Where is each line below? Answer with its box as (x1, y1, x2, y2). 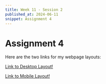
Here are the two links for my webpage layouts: (5, 54, 101, 60)
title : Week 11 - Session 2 (5, 7, 63, 12)
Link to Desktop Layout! (5, 64, 53, 70)
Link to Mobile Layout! (5, 73, 50, 79)
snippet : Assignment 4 (5, 16, 52, 21)
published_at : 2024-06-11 (5, 12, 58, 17)
